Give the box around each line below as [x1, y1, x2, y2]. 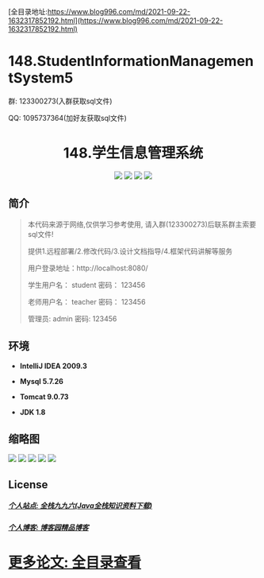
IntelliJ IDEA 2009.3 [19, 361, 87, 370]
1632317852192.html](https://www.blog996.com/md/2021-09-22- [8, 16, 224, 25]
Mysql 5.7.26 [19, 376, 63, 386]
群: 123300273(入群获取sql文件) [8, 96, 113, 106]
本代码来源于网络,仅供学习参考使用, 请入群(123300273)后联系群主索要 [27, 219, 257, 229]
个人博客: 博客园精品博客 [8, 522, 89, 532]
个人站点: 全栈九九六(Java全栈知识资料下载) [8, 501, 153, 510]
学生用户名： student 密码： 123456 [27, 280, 146, 289]
